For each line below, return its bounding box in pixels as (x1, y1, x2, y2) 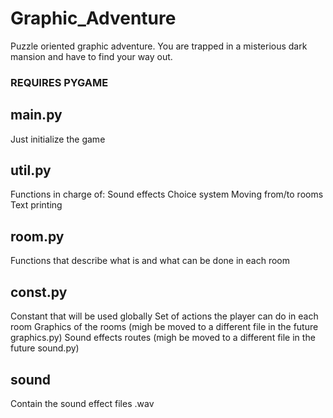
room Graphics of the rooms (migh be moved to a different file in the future (10, 321, 319, 333)
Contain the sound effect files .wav (10, 397, 155, 409)
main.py (10, 107, 63, 124)
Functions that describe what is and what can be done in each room (10, 255, 291, 267)
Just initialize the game (10, 133, 106, 145)
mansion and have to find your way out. (10, 50, 173, 62)
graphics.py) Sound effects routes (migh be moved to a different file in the (10, 332, 316, 344)
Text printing (10, 199, 63, 211)
